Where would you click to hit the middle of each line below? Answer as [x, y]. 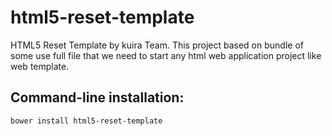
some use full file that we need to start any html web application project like [166, 55]
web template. [40, 66]
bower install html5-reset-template [86, 121]
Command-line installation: [97, 97]
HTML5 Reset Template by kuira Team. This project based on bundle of [157, 45]
